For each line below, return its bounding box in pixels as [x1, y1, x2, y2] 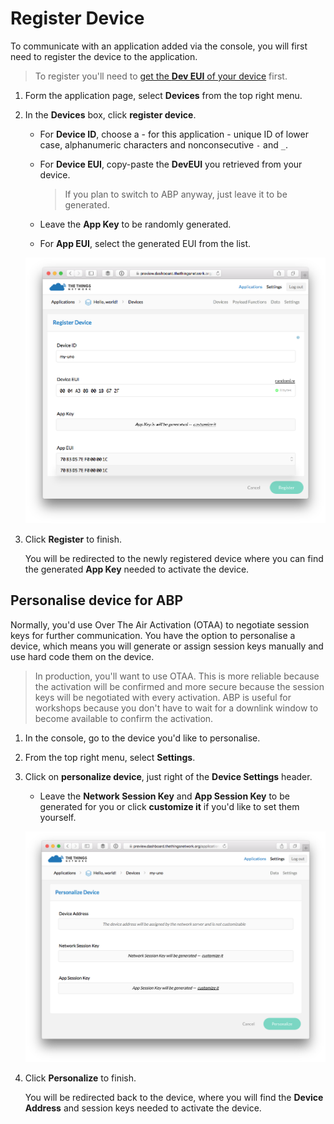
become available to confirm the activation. [34, 712, 214, 724]
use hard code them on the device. [10, 650, 155, 662]
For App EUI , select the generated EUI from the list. [39, 237, 252, 249]
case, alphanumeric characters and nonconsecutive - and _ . [39, 138, 288, 151]
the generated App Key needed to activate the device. [24, 563, 250, 576]
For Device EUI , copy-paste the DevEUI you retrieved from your [39, 158, 303, 170]
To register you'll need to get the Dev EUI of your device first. [34, 70, 288, 82]
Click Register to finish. [24, 533, 122, 546]
